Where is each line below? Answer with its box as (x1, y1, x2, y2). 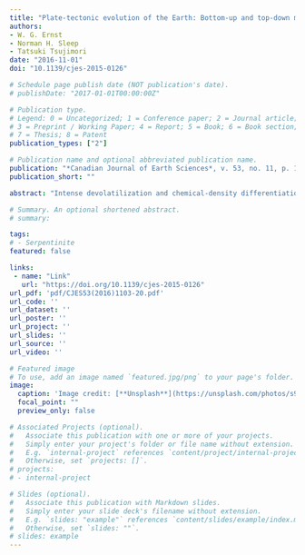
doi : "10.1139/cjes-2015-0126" (9, 64, 128, 74)
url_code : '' (9, 297, 59, 306)
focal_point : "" (17, 398, 79, 407)
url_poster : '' (9, 314, 67, 323)
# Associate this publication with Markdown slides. (9, 498, 221, 507)
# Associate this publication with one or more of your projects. (9, 431, 274, 441)
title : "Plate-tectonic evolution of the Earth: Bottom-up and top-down (9, 13, 290, 23)
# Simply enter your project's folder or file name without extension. (9, 440, 295, 449)
